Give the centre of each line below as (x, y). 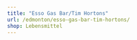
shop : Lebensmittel (35, 26)
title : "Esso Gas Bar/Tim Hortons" (58, 13)
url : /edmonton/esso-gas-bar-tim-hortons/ (68, 20)
